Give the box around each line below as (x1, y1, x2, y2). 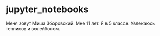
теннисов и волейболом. (6, 25, 61, 31)
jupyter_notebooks (6, 4, 89, 15)
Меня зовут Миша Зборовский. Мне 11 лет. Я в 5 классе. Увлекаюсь (6, 20, 155, 26)
